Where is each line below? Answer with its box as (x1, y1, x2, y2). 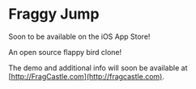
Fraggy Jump (8, 5, 100, 23)
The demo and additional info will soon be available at (8, 62, 188, 73)
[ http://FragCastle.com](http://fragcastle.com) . (8, 71, 164, 81)
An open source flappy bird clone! (8, 47, 122, 57)
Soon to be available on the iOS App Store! (8, 32, 151, 41)
